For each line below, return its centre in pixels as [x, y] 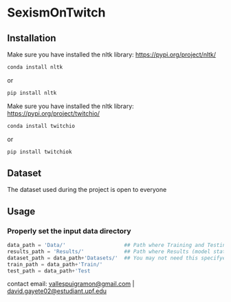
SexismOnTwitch [56, 13]
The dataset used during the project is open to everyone [87, 190]
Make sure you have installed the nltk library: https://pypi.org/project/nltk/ [112, 54]
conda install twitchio [41, 126]
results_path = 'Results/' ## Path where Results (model [109, 251]
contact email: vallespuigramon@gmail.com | [71, 284]
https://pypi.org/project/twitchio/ [54, 113]
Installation [32, 38]
